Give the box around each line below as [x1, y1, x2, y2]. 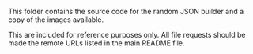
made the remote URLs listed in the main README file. [8, 38, 185, 48]
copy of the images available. [8, 15, 104, 24]
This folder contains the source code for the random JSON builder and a [8, 7, 244, 16]
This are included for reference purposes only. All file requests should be [8, 31, 247, 39]
